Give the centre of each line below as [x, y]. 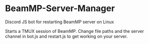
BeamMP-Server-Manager [60, 8]
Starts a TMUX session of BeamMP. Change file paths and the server [74, 31]
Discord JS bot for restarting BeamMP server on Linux [60, 22]
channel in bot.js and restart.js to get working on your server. [66, 36]
